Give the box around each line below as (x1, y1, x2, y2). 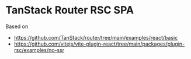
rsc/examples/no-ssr (13, 46, 65, 53)
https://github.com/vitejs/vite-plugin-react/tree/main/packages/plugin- (13, 40, 185, 47)
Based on (5, 23, 29, 30)
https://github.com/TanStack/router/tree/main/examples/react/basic (13, 34, 178, 41)
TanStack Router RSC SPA (5, 4, 134, 17)
